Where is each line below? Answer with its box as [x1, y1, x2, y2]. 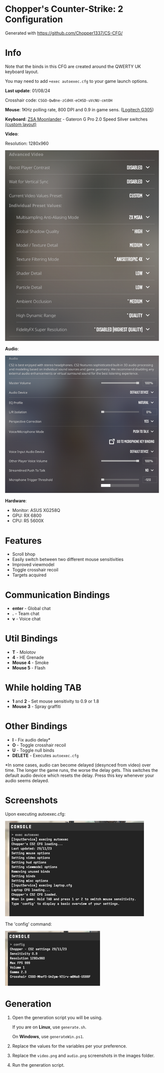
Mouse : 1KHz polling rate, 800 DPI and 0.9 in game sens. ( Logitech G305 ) [5, 106, 154, 112]
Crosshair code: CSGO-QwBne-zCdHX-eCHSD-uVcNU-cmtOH [5, 97, 113, 103]
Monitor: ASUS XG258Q [12, 508, 61, 513]
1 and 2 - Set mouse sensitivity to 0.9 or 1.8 [12, 698, 99, 704]
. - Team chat [12, 611, 40, 616]
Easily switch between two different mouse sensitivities [12, 557, 123, 562]
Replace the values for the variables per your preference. [12, 1043, 127, 1049]
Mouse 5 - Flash [12, 665, 45, 671]
